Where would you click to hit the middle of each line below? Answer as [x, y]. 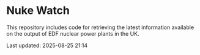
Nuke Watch [38, 11]
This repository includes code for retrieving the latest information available [100, 27]
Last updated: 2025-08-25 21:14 [47, 45]
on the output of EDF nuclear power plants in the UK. [73, 33]
